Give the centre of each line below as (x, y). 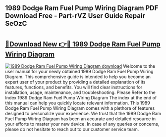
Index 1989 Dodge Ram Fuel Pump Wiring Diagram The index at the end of (81, 98)
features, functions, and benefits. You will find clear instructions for (74, 87)
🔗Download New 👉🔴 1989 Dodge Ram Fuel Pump (83, 44)
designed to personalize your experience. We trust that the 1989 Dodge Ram (83, 114)
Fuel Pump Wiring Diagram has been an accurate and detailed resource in (81, 119)
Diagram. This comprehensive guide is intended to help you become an (78, 77)
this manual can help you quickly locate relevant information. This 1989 (78, 103)
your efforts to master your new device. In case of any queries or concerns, (82, 124)
